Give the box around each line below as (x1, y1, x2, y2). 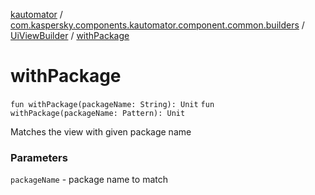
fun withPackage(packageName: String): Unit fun (10, 99, 215, 109)
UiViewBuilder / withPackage (10, 30, 130, 41)
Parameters (10, 150, 68, 164)
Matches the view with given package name (10, 125, 192, 138)
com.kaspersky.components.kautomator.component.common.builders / (10, 19, 305, 31)
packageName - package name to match (10, 174, 168, 186)
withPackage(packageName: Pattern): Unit (10, 108, 186, 118)
